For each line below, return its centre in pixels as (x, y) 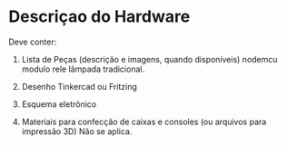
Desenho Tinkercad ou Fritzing (79, 86)
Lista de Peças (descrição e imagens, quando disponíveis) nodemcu (149, 59)
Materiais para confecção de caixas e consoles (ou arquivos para (144, 122)
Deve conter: (33, 42)
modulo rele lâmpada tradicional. (83, 69)
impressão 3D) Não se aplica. (77, 131)
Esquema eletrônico (59, 104)
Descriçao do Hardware (99, 17)
